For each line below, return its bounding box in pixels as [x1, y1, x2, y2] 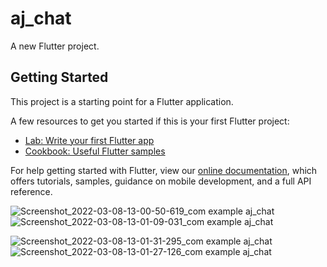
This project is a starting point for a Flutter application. [10, 95, 234, 107]
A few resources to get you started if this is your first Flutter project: [10, 115, 290, 127]
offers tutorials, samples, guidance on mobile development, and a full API [10, 175, 312, 187]
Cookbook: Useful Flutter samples [24, 145, 166, 157]
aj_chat [10, 7, 72, 30]
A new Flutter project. [10, 40, 100, 52]
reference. [10, 185, 53, 197]
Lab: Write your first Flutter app [24, 134, 155, 146]
